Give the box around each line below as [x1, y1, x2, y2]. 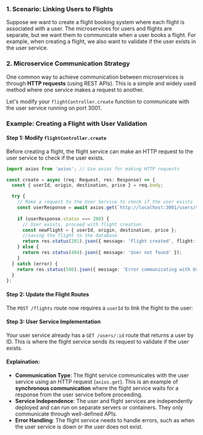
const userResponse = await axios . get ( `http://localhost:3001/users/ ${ [17, 204, 201, 211]
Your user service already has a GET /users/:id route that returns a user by [6, 332, 194, 339]
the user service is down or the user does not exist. [14, 423, 143, 430]
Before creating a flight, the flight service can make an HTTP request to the [6, 148, 193, 155]
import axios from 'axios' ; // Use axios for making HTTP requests [6, 166, 180, 172]
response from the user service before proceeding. [14, 391, 143, 398]
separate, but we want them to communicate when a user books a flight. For [6, 31, 196, 39]
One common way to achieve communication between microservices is [6, 73, 184, 80]
